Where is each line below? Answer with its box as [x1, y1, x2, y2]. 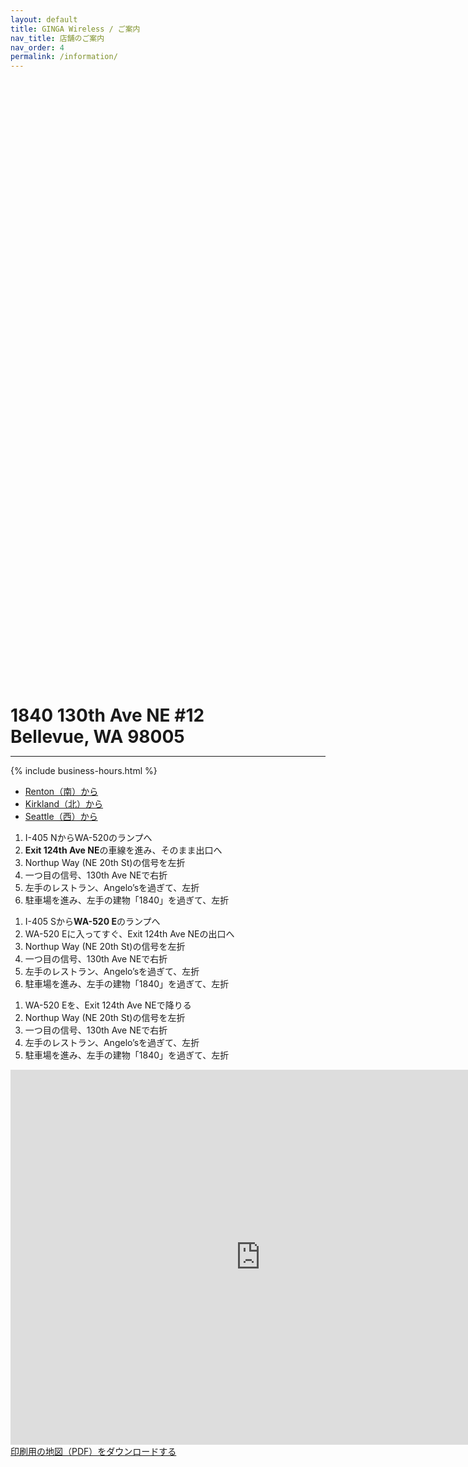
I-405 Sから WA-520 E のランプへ [24, 916, 161, 928]
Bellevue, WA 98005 [10, 726, 185, 748]
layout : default [10, 14, 78, 25]
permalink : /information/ [10, 52, 118, 62]
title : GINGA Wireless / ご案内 [10, 24, 141, 34]
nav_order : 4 [10, 42, 65, 53]
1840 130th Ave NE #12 [10, 704, 205, 727]
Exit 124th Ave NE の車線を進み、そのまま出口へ [24, 844, 223, 856]
